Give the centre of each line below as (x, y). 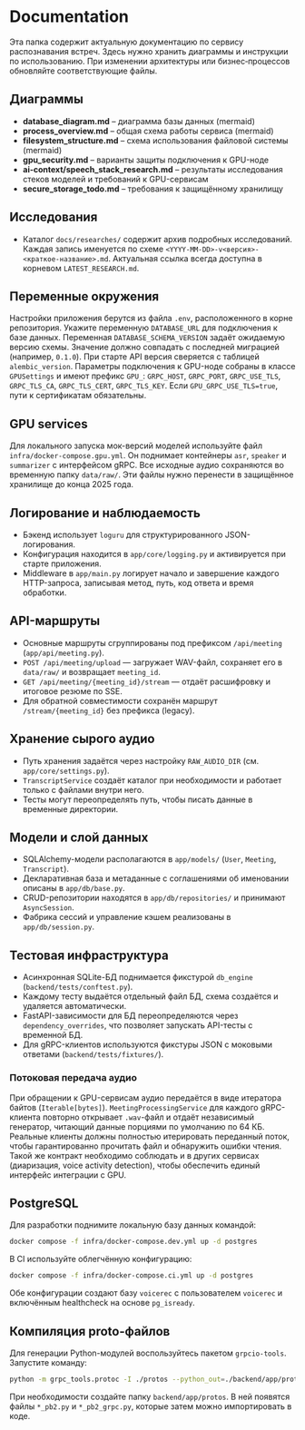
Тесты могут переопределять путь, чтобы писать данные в (138, 799)
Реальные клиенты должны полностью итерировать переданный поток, (150, 1136)
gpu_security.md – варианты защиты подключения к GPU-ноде (146, 160)
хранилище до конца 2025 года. (72, 485)
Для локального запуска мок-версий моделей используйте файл (136, 446)
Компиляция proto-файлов (90, 1331)
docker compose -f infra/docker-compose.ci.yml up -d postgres (132, 1276)
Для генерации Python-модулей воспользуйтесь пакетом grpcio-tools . (148, 1353)
